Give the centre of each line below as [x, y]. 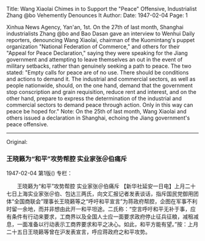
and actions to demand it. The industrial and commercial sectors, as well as [101, 79]
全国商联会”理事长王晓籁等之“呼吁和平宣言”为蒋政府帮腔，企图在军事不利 [106, 201]
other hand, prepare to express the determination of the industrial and [94, 98]
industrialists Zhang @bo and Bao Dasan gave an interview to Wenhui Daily [101, 34]
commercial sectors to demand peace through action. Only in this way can [100, 105]
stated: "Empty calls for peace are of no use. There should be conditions [98, 72]
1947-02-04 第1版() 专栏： [40, 173]
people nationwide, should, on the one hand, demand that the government [100, 85]
